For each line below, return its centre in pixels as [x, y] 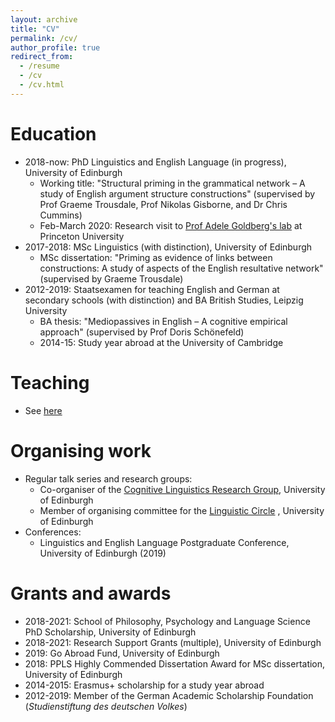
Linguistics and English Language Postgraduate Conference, [164, 542]
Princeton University [82, 236]
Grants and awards [91, 593]
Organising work [81, 450]
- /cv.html [42, 85]
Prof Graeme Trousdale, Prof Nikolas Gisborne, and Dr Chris [163, 204]
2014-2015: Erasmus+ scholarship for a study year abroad [144, 685]
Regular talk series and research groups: [108, 478]
